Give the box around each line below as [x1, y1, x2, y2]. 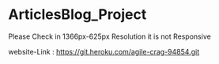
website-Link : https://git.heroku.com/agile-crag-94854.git [8, 47, 200, 56]
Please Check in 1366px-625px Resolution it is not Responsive [8, 32, 211, 41]
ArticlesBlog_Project [8, 6, 147, 24]
